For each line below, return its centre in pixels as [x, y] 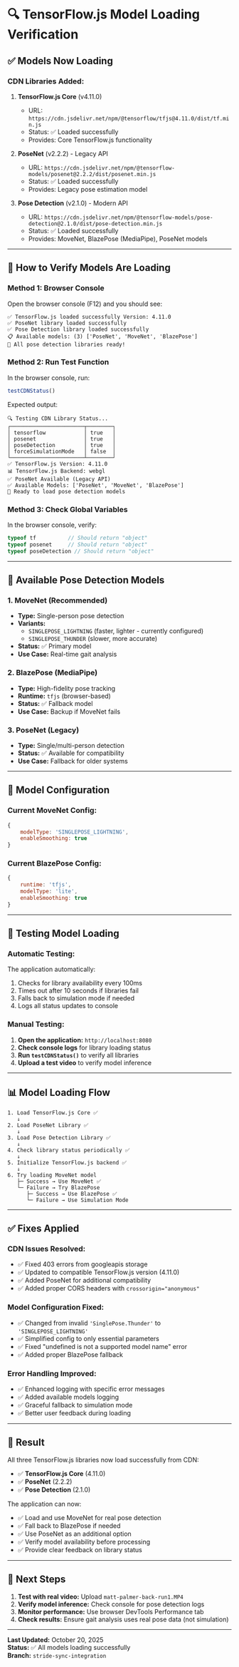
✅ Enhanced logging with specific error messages [91, 1389]
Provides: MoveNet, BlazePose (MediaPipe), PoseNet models [118, 238]
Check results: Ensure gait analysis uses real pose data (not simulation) [123, 1619]
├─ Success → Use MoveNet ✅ [59, 1181]
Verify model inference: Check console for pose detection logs [111, 1604]
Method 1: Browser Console [56, 288]
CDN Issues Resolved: [47, 1248]
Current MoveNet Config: [52, 811]
